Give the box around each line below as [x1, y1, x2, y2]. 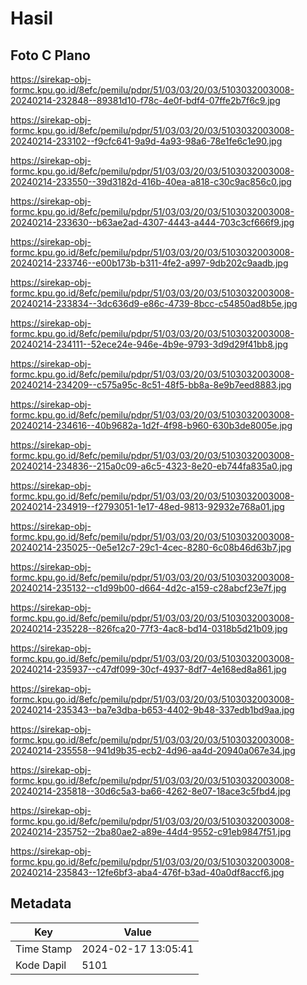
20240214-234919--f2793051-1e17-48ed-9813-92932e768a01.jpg [10, 501, 285, 512]
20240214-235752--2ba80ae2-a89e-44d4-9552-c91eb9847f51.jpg [10, 826, 292, 837]
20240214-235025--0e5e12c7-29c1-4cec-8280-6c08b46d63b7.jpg [10, 542, 292, 553]
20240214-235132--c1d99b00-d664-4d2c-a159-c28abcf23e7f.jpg [10, 582, 287, 594]
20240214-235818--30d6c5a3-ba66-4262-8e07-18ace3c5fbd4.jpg [10, 785, 292, 797]
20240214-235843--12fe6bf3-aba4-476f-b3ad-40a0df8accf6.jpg [10, 867, 285, 878]
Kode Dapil [15, 958, 67, 972]
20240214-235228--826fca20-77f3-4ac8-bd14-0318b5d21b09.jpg [10, 623, 288, 634]
